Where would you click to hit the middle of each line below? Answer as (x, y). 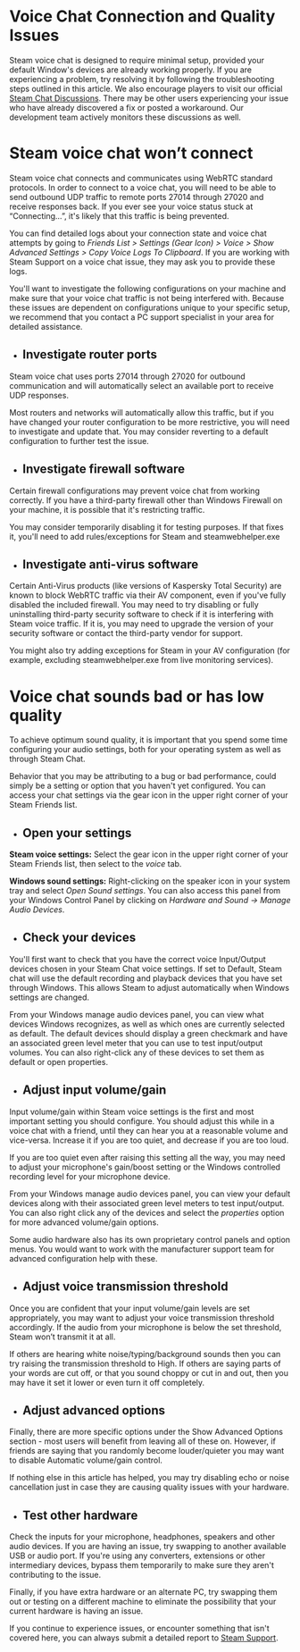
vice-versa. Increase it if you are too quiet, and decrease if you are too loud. (149, 1140)
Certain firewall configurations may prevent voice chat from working (135, 491)
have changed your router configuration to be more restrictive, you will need (150, 422)
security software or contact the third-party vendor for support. (126, 633)
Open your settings (77, 833)
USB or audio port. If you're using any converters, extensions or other (137, 1556)
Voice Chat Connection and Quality (142, 17)
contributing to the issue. (55, 1575)
